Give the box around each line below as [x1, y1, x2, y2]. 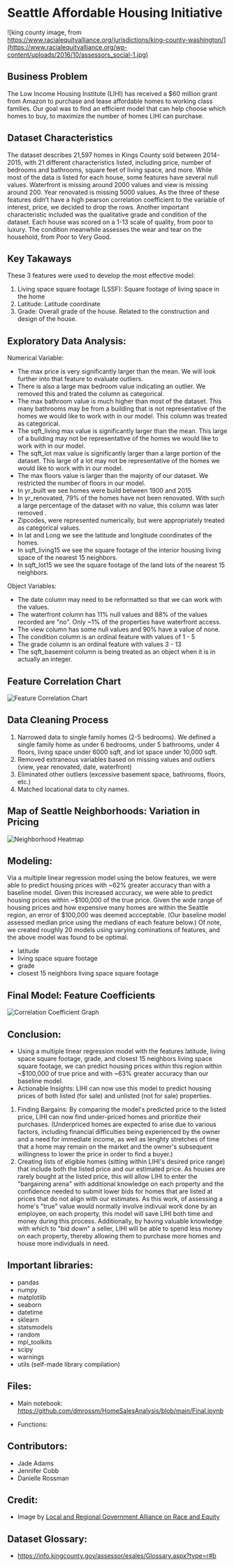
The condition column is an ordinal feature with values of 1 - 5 [17, 633, 196, 641]
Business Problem [7, 71, 88, 83]
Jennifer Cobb [17, 1466, 59, 1474]
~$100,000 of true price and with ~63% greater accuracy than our [17, 1069, 209, 1078]
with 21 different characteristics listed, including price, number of [24, 158, 212, 166]
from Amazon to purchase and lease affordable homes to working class [7, 97, 213, 105]
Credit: [7, 1494, 38, 1506]
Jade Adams [17, 1459, 54, 1467]
